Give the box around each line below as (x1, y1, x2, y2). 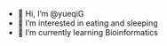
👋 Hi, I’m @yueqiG (17, 9, 84, 19)
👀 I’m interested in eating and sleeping (17, 18, 158, 28)
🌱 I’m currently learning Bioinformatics (17, 27, 158, 37)
